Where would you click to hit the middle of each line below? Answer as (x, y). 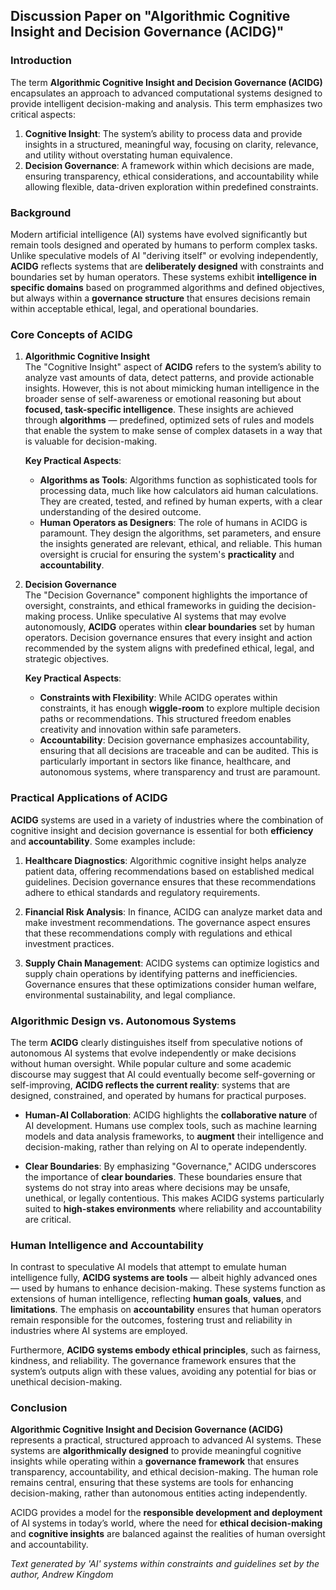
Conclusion (39, 1408)
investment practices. (69, 943)
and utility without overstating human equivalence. (128, 155)
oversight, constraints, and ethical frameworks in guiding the (149, 606)
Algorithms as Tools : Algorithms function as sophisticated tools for (178, 480)
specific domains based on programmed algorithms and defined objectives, (167, 287)
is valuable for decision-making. (91, 441)
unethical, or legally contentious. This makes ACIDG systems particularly (174, 1198)
